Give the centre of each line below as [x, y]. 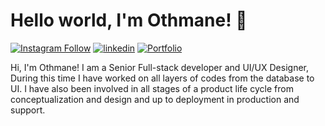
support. [28, 110]
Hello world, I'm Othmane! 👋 [129, 20]
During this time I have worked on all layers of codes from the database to [162, 78]
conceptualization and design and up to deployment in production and [155, 99]
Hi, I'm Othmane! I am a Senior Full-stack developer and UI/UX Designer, [159, 67]
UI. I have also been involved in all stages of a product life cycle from [152, 88]
